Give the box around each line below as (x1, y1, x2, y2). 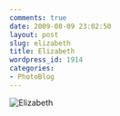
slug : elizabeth (9, 38, 71, 48)
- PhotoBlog (9, 72, 55, 82)
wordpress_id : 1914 (9, 55, 84, 64)
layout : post (9, 30, 59, 39)
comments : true (9, 13, 67, 23)
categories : (9, 64, 55, 73)
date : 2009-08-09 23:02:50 (9, 22, 112, 31)
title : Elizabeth (9, 47, 75, 56)
